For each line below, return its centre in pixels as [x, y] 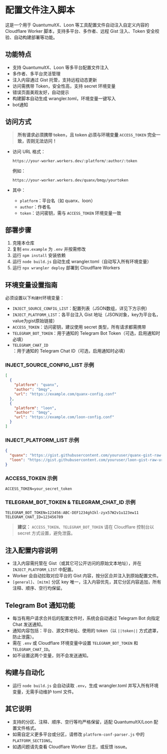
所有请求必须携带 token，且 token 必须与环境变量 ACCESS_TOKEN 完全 [87, 135]
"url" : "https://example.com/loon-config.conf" [64, 417]
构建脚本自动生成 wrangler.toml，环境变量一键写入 [64, 98]
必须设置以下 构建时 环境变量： [35, 298]
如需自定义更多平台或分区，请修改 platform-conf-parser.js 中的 [79, 734]
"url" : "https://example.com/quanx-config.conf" [65, 394]
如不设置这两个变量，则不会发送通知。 [51, 655]
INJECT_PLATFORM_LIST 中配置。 [44, 570]
